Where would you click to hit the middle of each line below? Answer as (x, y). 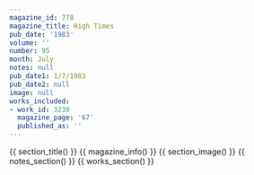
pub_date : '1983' (42, 34)
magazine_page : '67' (56, 118)
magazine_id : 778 (42, 17)
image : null (31, 92)
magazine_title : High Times (62, 26)
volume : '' (30, 43)
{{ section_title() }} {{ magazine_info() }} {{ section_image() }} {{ (127, 152)
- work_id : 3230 (39, 109)
